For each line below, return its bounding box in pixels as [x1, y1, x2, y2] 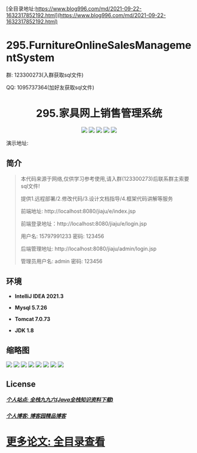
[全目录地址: [6, 5, 36, 12]
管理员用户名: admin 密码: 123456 [20, 257, 103, 264]
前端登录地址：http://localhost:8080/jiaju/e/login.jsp [20, 220, 147, 227]
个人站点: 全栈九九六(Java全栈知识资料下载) [6, 396, 114, 404]
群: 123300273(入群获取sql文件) [6, 71, 84, 78]
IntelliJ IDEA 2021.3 [14, 292, 64, 299]
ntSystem [6, 51, 55, 65]
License [6, 379, 36, 389]
